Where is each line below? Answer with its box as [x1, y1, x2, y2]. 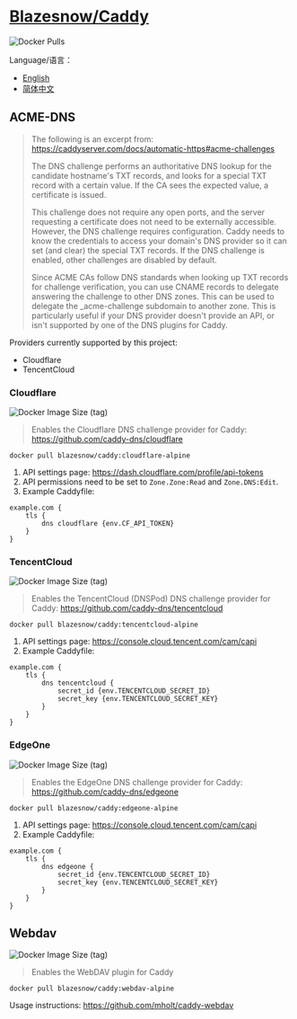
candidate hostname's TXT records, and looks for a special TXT [31, 170, 267, 181]
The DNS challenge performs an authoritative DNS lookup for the [31, 160, 272, 172]
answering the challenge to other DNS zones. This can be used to [31, 290, 275, 302]
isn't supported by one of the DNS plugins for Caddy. [31, 319, 229, 330]
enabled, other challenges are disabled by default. [31, 254, 217, 265]
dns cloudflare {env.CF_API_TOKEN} [41, 519, 175, 528]
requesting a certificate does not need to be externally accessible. [31, 216, 276, 226]
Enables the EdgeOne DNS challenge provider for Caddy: [31, 776, 243, 787]
